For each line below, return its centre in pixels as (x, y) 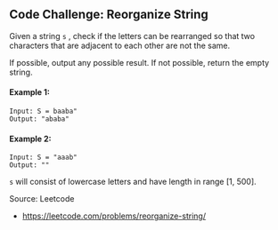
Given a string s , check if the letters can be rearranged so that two (132, 36)
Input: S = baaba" (43, 111)
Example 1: (30, 92)
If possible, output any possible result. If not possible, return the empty (139, 62)
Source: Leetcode (42, 199)
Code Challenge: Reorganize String (109, 15)
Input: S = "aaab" (43, 158)
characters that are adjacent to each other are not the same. (119, 45)
